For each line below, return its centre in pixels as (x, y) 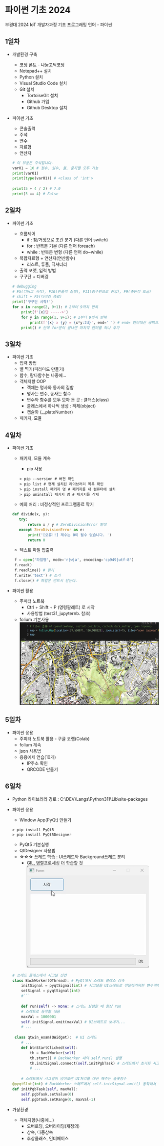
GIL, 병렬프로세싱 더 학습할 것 (55, 863)
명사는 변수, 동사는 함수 (49, 394)
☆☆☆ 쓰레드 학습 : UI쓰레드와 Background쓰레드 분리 (72, 857)
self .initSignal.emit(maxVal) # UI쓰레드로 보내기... (73, 1022)
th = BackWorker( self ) (53, 1053)
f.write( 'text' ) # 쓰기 (38, 576)
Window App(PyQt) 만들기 (45, 820)
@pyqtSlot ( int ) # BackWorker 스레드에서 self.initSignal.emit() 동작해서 (84, 1084)
